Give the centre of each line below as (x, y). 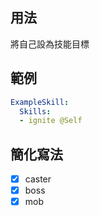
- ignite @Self (51, 121)
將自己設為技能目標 (50, 44)
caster (38, 179)
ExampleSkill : (40, 102)
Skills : (35, 111)
